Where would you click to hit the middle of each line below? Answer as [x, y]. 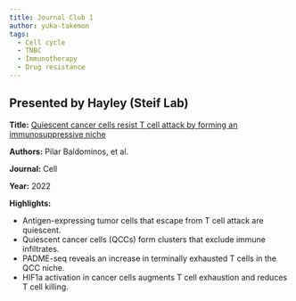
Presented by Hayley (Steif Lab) [99, 103]
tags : [19, 34]
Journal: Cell [33, 168]
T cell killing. [45, 287]
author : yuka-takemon [49, 26]
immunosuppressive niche [58, 134]
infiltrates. [41, 248]
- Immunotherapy [47, 59]
